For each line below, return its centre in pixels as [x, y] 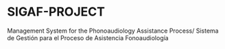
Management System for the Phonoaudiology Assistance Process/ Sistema [113, 31]
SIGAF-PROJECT [56, 12]
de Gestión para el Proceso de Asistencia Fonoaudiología [88, 37]
